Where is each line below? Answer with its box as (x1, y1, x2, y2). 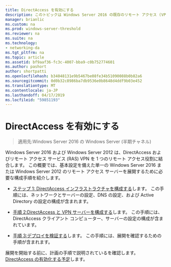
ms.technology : (5, 41, 38, 46)
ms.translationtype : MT (5, 83, 56, 88)
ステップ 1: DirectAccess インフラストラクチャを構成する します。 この (12, 186, 160, 192)
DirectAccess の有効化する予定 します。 (5, 256, 88, 262)
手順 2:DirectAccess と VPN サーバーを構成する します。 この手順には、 (12, 209, 163, 215)
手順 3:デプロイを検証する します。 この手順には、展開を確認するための (12, 232, 162, 239)
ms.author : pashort (5, 64, 47, 69)
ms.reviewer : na (5, 31, 40, 36)
